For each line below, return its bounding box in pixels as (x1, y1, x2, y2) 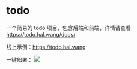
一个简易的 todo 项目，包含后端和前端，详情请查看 (6, 24, 131, 31)
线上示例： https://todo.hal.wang (6, 43, 86, 50)
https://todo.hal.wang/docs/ (6, 31, 76, 38)
